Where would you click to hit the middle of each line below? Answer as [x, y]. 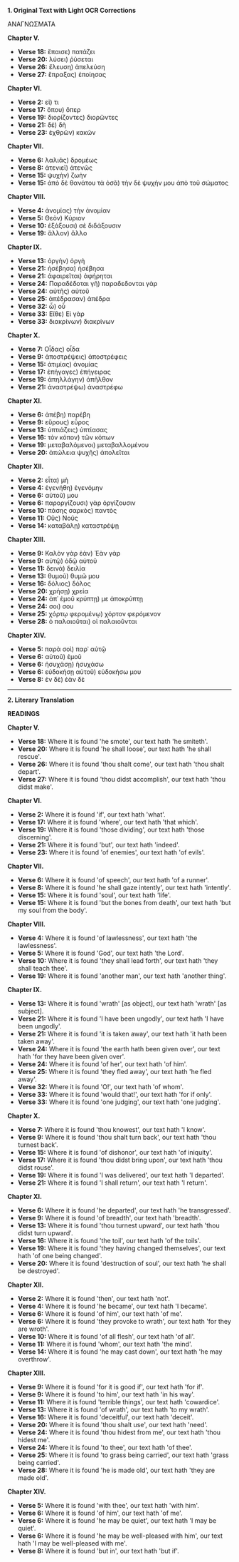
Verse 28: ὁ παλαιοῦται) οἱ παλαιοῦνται [77, 621]
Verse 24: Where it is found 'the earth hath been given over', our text [119, 1049]
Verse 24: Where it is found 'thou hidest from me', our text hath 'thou [119, 1432]
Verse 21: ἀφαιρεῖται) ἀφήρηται [65, 276]
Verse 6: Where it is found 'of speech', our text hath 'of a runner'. [113, 880]
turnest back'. [38, 1145]
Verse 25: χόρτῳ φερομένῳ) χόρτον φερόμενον [89, 614]
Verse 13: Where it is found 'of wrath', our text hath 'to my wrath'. [113, 1409]
